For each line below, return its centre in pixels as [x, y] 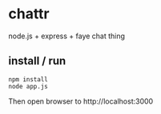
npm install [28, 79]
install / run [37, 61]
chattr [29, 14]
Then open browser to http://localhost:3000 [81, 101]
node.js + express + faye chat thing [67, 36]
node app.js [28, 86]
